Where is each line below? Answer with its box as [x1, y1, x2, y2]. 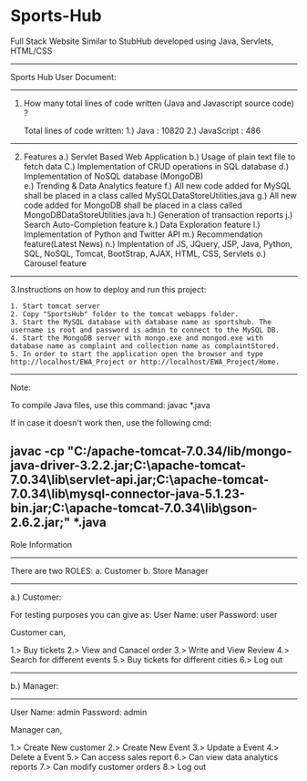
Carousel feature [23, 257, 87, 269]
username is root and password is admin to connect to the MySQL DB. [10, 325, 281, 334]
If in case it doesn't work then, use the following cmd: [10, 416, 212, 428]
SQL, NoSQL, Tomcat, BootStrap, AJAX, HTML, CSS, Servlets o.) [23, 248, 267, 259]
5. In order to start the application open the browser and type [10, 349, 263, 358]
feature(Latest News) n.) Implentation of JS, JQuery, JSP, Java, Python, [23, 238, 292, 249]
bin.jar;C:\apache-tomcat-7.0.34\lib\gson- [10, 500, 258, 516]
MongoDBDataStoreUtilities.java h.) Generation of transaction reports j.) [23, 209, 293, 220]
